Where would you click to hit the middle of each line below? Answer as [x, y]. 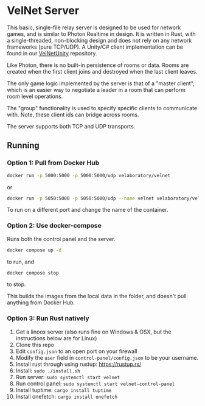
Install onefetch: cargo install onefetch [67, 396]
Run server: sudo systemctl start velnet [68, 377]
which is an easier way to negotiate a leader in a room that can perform [96, 89]
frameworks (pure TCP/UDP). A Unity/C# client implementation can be [95, 47]
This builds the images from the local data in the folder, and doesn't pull [97, 296]
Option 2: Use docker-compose [54, 226]
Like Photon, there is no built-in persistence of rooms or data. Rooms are [98, 65]
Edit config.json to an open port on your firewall [76, 351]
